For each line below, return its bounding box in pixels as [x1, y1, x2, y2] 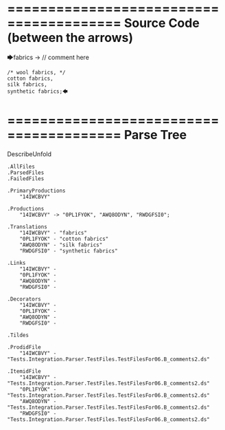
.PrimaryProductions [7, 187, 67, 194]
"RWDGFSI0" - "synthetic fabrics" [19, 247, 118, 255]
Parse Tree [123, 127, 187, 143]
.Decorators [7, 295, 41, 303]
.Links [7, 259, 26, 266]
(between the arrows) [7, 30, 134, 45]
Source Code [123, 15, 200, 31]
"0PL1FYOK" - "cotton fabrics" [19, 235, 109, 242]
